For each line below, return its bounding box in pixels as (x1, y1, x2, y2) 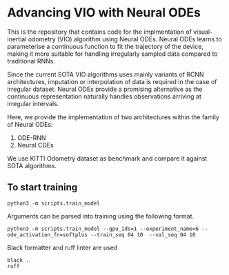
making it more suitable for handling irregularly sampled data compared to (7, 50, 219, 58)
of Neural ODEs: (7, 120, 53, 128)
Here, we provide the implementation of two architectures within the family (7, 112, 219, 121)
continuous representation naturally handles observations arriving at (7, 92, 201, 101)
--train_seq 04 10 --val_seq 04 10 (90, 231, 196, 238)
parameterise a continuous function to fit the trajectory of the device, (7, 42, 203, 50)
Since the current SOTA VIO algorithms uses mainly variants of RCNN (7, 70, 205, 79)
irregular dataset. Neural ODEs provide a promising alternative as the (7, 85, 203, 93)
